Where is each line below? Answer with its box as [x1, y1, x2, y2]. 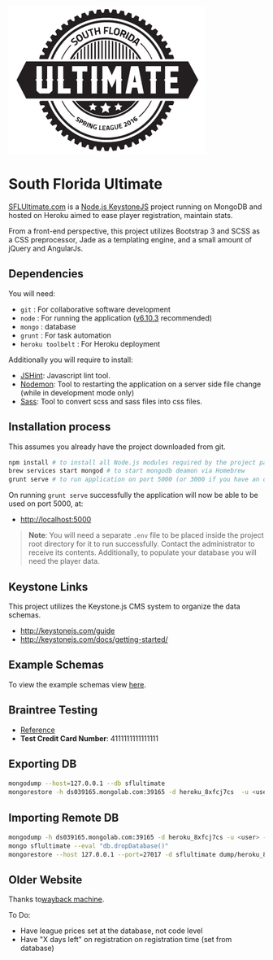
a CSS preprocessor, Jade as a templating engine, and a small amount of [8, 234, 253, 244]
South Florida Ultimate [8, 175, 162, 194]
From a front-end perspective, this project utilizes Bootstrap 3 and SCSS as [8, 226, 260, 236]
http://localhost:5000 [19, 515, 92, 525]
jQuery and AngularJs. [8, 243, 84, 253]
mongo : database [19, 321, 76, 331]
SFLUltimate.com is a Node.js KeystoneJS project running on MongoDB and [8, 202, 262, 212]
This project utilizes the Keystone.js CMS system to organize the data [8, 601, 241, 611]
